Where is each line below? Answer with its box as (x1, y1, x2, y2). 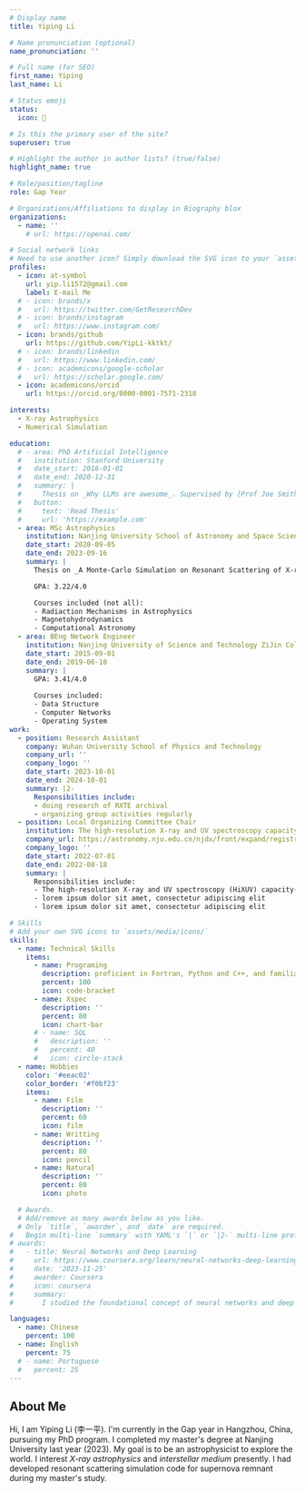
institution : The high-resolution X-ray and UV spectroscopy (25, 826, 261, 835)
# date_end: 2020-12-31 (17, 473, 116, 482)
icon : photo (42, 1189, 88, 1198)
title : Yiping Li (9, 22, 75, 31)
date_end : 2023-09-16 (25, 548, 107, 558)
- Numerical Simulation (17, 422, 107, 431)
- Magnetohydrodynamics (33, 615, 124, 625)
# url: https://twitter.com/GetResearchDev (17, 305, 193, 314)
